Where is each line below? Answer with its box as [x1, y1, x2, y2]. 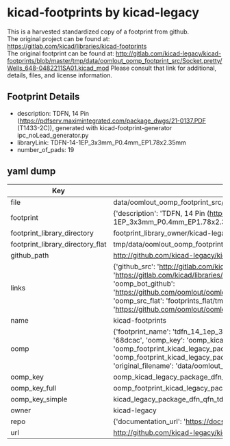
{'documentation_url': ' [112, 417, 186, 426]
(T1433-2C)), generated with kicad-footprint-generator [16, 123, 172, 132]
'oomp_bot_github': [112, 279, 175, 288]
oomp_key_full [10, 383, 57, 393]
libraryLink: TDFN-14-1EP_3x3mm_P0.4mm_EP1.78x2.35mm [16, 138, 187, 147]
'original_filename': [112, 361, 175, 371]
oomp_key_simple [10, 394, 68, 404]
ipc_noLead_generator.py [16, 131, 89, 139]
